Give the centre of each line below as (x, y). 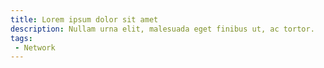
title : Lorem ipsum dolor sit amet (84, 19)
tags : (21, 38)
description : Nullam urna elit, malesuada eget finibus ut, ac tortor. (162, 29)
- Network (35, 47)
